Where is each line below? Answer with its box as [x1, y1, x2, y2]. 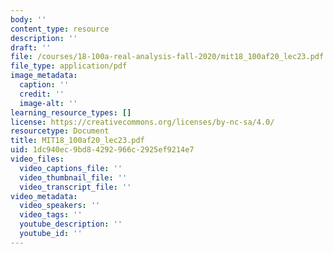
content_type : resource [10, 24, 110, 34]
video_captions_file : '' [19, 163, 123, 173]
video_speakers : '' [19, 201, 101, 211]
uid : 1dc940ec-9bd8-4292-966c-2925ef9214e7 [10, 145, 195, 155]
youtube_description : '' [19, 219, 123, 230]
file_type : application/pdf [10, 61, 128, 71]
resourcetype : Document [10, 126, 110, 136]
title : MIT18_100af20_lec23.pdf [10, 136, 145, 146]
